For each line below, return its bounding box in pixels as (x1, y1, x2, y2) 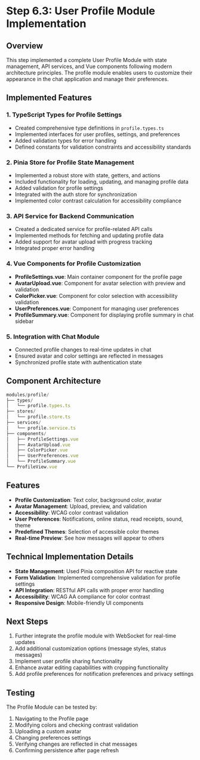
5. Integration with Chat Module (6, 333, 100, 341)
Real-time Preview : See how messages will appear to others (14, 534, 164, 541)
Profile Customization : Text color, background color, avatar (14, 496, 162, 503)
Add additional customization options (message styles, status (14, 645, 167, 652)
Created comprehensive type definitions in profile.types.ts (14, 124, 164, 131)
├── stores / (6, 408, 36, 414)
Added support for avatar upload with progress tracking (14, 238, 152, 245)
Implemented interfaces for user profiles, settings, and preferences (14, 130, 180, 138)
